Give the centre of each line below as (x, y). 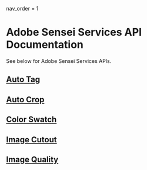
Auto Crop (25, 99)
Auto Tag (23, 80)
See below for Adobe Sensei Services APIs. (59, 61)
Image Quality (32, 159)
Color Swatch (31, 120)
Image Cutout (31, 140)
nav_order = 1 (22, 9)
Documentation (45, 45)
